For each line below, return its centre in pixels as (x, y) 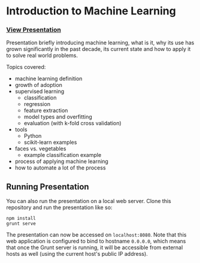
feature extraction (46, 111)
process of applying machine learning (62, 161)
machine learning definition (49, 78)
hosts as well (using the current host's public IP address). (77, 254)
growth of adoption (39, 85)
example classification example (63, 155)
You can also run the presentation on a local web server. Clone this (89, 201)
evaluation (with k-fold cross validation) (72, 123)
